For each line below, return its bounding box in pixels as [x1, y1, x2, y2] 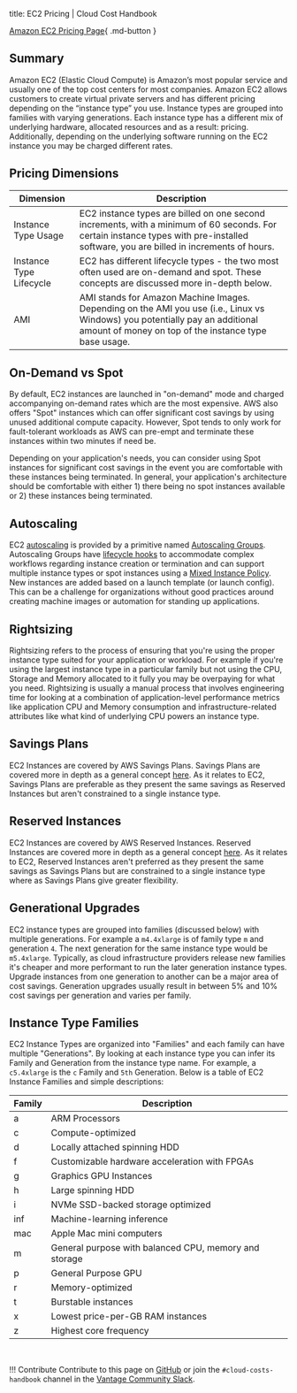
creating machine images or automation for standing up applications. [9, 596, 260, 607]
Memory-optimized [50, 1282, 133, 1294]
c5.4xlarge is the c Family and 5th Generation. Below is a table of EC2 [9, 1067, 263, 1078]
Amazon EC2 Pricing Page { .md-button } [9, 26, 157, 35]
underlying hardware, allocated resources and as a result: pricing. [9, 121, 249, 132]
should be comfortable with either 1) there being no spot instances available [9, 481, 286, 492]
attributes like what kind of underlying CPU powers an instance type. [9, 711, 260, 722]
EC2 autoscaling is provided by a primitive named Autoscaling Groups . [9, 540, 266, 550]
